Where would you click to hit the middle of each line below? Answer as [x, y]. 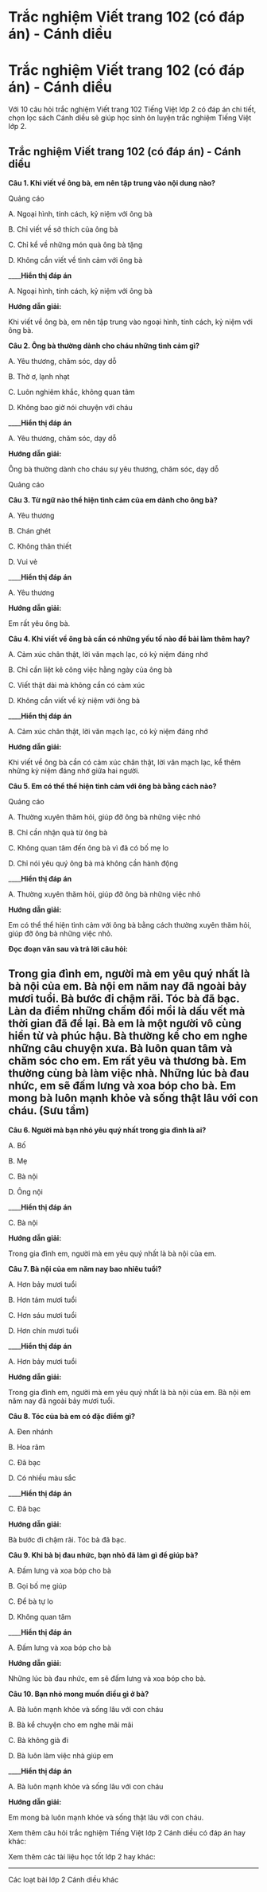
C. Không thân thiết [40, 546]
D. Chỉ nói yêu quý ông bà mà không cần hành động [93, 863]
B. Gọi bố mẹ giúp [38, 1585]
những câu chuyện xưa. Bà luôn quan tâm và [120, 1048]
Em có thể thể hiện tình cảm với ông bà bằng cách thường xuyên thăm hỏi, [130, 924]
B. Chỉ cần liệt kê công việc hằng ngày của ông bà [90, 670]
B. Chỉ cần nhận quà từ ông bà [58, 832]
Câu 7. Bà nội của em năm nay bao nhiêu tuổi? [85, 1268]
